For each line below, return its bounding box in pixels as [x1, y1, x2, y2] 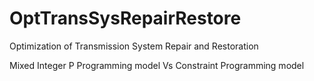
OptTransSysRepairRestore [9, 7, 242, 30]
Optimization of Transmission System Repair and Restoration [9, 40, 259, 52]
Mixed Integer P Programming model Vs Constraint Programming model [9, 59, 305, 71]
